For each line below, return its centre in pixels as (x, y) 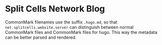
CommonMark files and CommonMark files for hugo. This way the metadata (81, 32)
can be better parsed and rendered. (41, 37)
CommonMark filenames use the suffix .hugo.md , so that (61, 22)
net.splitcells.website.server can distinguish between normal (69, 27)
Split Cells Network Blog (55, 9)
